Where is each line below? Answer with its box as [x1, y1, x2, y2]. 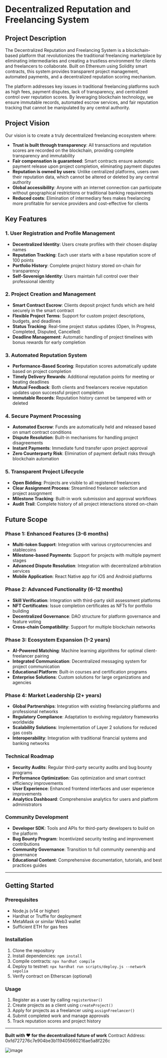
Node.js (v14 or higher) [12, 908, 60, 914]
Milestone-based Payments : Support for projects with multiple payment [12, 552, 161, 558]
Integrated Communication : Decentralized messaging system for [12, 658, 147, 664]
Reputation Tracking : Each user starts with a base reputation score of [12, 252, 157, 258]
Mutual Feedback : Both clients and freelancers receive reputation [12, 384, 148, 390]
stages [12, 558, 26, 564]
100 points [12, 257, 34, 263]
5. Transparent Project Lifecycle [5, 468, 84, 475]
